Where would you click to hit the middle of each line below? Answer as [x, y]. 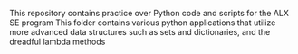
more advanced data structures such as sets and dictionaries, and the [140, 32]
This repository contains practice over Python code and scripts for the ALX [149, 13]
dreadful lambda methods [58, 41]
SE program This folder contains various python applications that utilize [143, 22]
